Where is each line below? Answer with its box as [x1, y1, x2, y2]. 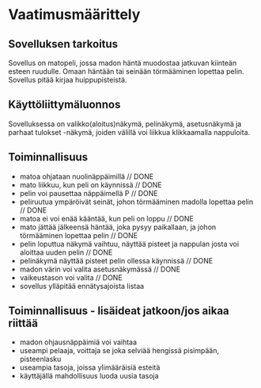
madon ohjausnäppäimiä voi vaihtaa [19, 337, 137, 347]
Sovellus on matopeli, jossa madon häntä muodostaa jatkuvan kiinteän [8, 58, 237, 67]
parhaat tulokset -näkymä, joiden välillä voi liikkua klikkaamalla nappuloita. [8, 127, 251, 136]
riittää [8, 317, 38, 330]
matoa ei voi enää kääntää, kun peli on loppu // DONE [19, 213, 194, 223]
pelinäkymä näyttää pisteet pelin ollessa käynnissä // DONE [19, 255, 214, 265]
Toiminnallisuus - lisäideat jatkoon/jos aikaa [8, 304, 229, 318]
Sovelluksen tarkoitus [8, 37, 119, 51]
